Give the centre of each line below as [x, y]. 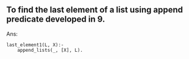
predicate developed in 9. [56, 20]
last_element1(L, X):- [35, 45]
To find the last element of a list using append [94, 10]
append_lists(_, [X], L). [50, 50]
